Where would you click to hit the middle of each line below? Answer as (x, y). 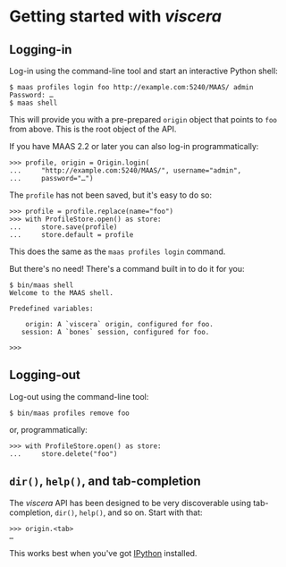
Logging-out (45, 375)
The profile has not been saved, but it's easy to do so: (111, 195)
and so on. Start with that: (155, 512)
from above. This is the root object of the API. (93, 129)
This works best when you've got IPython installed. (103, 553)
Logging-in (41, 50)
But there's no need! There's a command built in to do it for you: (127, 269)
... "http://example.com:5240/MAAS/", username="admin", (126, 171)
